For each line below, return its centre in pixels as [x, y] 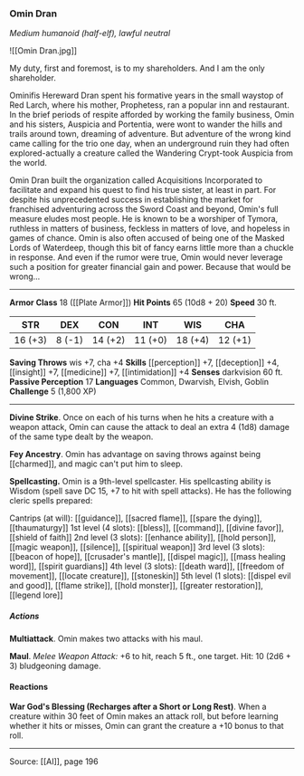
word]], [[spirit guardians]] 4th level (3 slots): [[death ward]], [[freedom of [147, 566]
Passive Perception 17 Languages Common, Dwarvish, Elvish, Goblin [139, 382]
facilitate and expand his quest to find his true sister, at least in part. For [143, 190]
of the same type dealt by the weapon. [81, 436]
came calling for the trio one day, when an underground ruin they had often [149, 144]
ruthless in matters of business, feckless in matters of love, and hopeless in [150, 228]
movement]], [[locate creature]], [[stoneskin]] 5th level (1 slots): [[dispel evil [150, 576]
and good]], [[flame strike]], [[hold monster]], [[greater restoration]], [137, 586]
